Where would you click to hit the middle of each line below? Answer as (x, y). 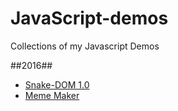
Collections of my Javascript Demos (85, 46)
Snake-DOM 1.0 (57, 84)
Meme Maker (52, 95)
